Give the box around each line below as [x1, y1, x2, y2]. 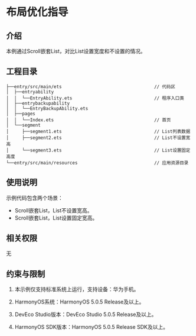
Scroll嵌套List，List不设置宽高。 [14, 206, 93, 214]
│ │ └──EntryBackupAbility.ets [6, 105, 89, 111]
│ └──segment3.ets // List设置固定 [6, 147, 191, 153]
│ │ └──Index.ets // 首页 [6, 117, 171, 123]
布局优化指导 [6, 5, 69, 19]
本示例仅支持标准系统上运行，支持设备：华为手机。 [14, 286, 139, 293]
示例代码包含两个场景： [6, 194, 63, 201]
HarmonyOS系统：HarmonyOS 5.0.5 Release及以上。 [14, 298, 145, 305]
